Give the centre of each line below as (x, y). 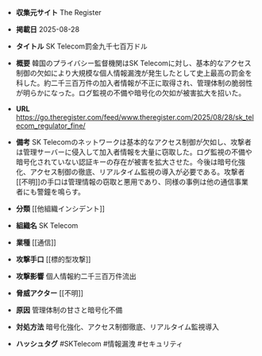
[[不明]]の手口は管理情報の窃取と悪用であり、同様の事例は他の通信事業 (132, 182)
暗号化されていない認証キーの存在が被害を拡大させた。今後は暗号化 (127, 162)
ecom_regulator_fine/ (50, 126)
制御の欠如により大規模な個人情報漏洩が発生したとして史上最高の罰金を (134, 73)
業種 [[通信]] (36, 242)
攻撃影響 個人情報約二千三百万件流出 (76, 276)
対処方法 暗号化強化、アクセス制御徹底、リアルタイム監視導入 (118, 327)
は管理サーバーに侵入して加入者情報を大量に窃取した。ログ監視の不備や (134, 152)
